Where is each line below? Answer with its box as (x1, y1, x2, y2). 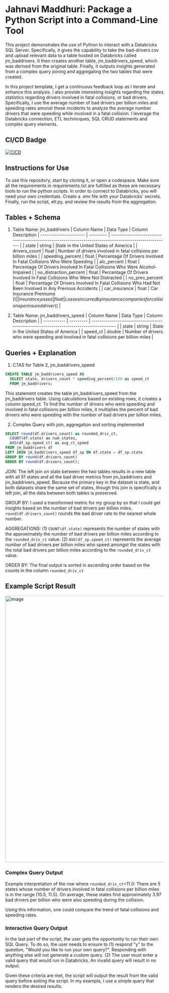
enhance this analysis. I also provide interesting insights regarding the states (5, 89, 164, 95)
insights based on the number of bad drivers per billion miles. (5, 505, 132, 511)
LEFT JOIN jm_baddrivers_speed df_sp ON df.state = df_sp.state (5, 450, 143, 455)
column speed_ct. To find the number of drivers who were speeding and (5, 401, 155, 407)
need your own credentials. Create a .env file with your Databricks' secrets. (5, 193, 161, 199)
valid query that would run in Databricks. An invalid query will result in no (5, 957, 156, 964)
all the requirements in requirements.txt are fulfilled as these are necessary (5, 183, 161, 189)
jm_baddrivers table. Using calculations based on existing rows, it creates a (5, 395, 162, 401)
